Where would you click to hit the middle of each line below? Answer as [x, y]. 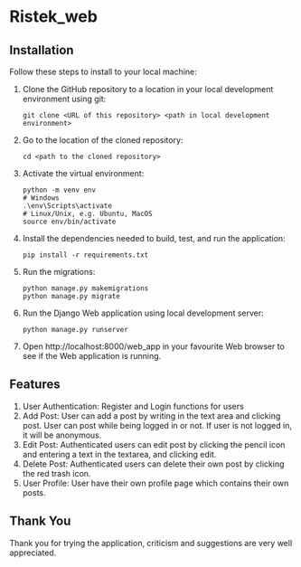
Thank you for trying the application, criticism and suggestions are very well [151, 543]
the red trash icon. [56, 473]
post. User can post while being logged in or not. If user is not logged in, [157, 425]
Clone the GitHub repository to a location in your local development [148, 89]
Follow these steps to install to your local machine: [103, 71]
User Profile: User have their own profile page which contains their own [155, 483]
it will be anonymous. [62, 435]
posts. [34, 492]
